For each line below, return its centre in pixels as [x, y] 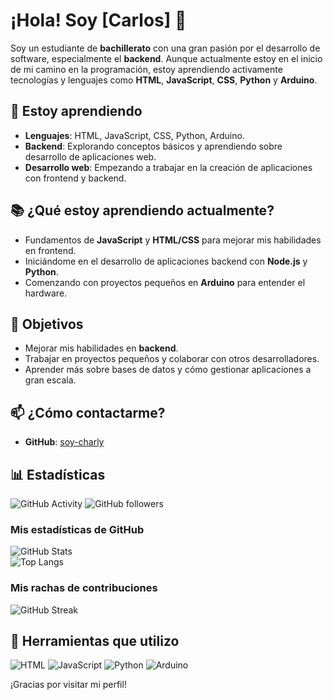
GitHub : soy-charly [64, 442]
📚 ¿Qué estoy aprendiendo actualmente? [142, 210]
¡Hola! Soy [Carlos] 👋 [98, 20]
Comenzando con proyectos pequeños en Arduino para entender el [165, 282]
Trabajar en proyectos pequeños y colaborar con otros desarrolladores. [172, 359]
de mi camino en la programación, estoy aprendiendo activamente [146, 69]
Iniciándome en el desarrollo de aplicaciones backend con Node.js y [166, 261]
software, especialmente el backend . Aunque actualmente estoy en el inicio [166, 58]
